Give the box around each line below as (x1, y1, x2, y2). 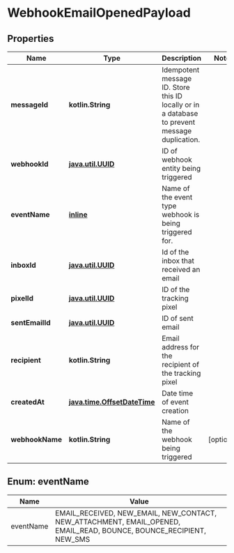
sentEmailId (10, 318, 51, 327)
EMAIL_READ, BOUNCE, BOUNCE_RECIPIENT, (55, 525, 207, 535)
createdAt (10, 397, 45, 407)
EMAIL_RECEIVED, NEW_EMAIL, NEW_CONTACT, (55, 508, 217, 517)
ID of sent (161, 314, 194, 323)
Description (161, 54, 202, 63)
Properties (7, 33, 54, 45)
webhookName (10, 434, 63, 444)
